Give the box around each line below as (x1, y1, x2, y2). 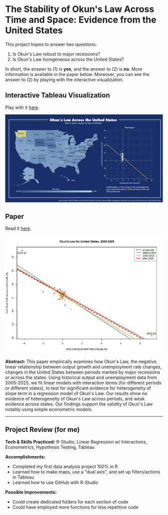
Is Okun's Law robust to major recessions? (12, 51, 100, 57)
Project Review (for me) (5, 425, 80, 434)
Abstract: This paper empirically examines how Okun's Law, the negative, (5, 358, 158, 364)
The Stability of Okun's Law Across (5, 3, 154, 15)
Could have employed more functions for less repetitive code (12, 504, 138, 510)
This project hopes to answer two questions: (5, 41, 97, 47)
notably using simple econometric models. (5, 406, 93, 412)
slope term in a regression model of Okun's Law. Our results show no (5, 390, 147, 396)
